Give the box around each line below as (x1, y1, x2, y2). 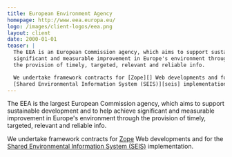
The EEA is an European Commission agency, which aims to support (13, 49, 209, 56)
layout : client (7, 29, 51, 37)
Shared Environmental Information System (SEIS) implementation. (7, 142, 194, 151)
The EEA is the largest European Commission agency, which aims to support (7, 100, 224, 108)
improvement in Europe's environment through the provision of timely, (7, 114, 206, 122)
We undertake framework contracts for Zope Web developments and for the (7, 135, 224, 143)
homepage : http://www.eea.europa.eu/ (7, 17, 116, 24)
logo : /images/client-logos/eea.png (7, 23, 113, 30)
